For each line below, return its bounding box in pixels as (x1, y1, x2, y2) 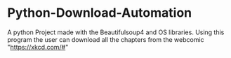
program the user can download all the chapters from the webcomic (7, 35, 205, 43)
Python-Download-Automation (7, 5, 192, 21)
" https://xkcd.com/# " (7, 43, 69, 51)
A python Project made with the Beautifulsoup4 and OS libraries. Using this (7, 28, 225, 36)
